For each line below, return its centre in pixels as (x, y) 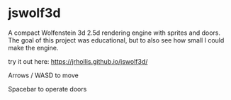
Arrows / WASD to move (43, 75)
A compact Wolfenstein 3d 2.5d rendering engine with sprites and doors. (114, 33)
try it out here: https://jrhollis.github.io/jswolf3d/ (78, 61)
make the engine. (33, 48)
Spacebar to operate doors (47, 89)
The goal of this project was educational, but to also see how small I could (116, 40)
